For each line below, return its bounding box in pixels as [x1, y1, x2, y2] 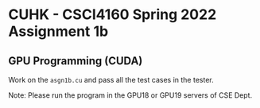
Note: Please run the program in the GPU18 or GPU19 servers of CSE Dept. [8, 91, 253, 100]
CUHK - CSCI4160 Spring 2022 [8, 6, 217, 24]
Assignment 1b [8, 22, 109, 40]
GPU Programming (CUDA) [8, 54, 143, 67]
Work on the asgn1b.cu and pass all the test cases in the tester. [8, 75, 214, 84]
